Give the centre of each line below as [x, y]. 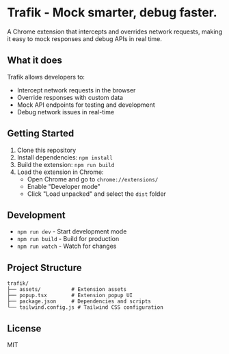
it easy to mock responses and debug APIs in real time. [85, 38]
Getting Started [41, 134]
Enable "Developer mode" [64, 186]
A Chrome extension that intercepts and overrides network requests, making [115, 31]
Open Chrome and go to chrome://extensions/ [93, 179]
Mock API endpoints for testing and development [86, 105]
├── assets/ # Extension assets [67, 290]
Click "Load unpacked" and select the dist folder [96, 194]
